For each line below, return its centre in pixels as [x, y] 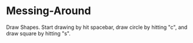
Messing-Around [49, 11]
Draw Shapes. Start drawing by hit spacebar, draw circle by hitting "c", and [97, 27]
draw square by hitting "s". [38, 33]
